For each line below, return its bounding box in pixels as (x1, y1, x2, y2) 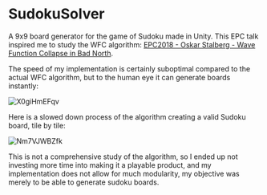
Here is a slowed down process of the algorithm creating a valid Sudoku (8, 112, 246, 121)
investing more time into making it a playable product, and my (8, 160, 212, 169)
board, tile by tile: (8, 120, 66, 130)
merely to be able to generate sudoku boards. (8, 177, 160, 187)
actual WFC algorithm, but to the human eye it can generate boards (8, 72, 231, 82)
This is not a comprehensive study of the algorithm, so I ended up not (8, 152, 238, 161)
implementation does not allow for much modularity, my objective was (8, 169, 240, 178)
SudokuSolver (8, 5, 106, 23)
